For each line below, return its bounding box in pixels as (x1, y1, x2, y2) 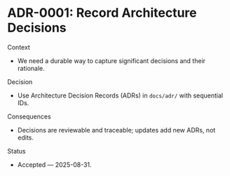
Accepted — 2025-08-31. (17, 160, 93, 169)
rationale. (17, 64, 46, 72)
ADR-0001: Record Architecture (7, 5, 198, 21)
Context (7, 43, 30, 51)
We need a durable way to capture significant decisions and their (17, 56, 205, 65)
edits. (17, 133, 34, 142)
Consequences (7, 112, 51, 121)
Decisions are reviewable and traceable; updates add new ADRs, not (17, 126, 216, 134)
